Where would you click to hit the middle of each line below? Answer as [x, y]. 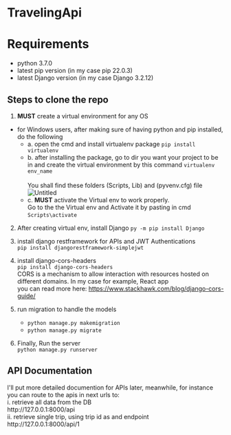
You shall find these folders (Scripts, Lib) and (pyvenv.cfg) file [115, 185]
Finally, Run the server [49, 343]
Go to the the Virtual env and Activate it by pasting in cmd [109, 207]
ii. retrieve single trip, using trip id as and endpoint [78, 416]
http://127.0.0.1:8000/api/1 [44, 424]
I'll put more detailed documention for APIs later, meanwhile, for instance [110, 388]
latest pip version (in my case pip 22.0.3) [75, 71]
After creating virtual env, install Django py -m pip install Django [111, 228]
